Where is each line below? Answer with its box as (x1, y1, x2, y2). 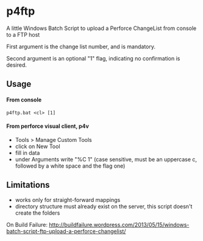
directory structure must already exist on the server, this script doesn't (15, 202, 193, 210)
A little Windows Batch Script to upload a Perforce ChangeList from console (6, 24, 197, 32)
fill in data (15, 149, 40, 157)
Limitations (6, 180, 50, 190)
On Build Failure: (6, 221, 48, 228)
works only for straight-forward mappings (15, 196, 121, 203)
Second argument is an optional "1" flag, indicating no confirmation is (6, 54, 180, 62)
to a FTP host (6, 31, 40, 38)
